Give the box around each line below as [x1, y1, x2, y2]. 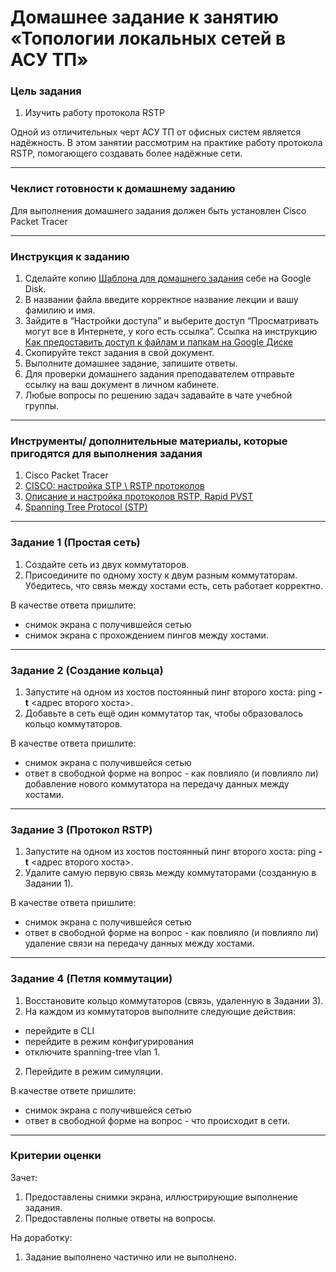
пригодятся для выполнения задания [10, 447, 203, 460]
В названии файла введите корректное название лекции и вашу [24, 294, 299, 306]
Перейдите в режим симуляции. [24, 1065, 164, 1077]
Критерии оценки [10, 1149, 102, 1163]
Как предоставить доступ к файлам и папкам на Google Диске [24, 336, 294, 348]
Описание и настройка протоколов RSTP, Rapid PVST [24, 491, 254, 503]
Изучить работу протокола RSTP [24, 107, 165, 119]
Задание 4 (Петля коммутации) [10, 972, 173, 986]
